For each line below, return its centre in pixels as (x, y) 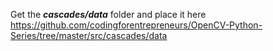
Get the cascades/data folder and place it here (108, 14)
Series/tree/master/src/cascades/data (89, 35)
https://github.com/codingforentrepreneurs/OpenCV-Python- (136, 25)
